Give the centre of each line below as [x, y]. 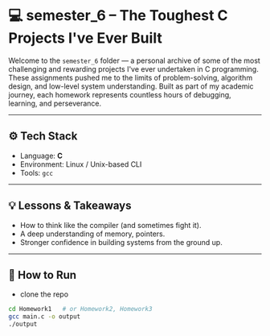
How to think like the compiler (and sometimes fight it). [110, 225]
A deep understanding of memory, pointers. [92, 234]
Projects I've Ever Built [85, 38]
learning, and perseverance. [55, 103]
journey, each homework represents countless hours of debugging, [120, 94]
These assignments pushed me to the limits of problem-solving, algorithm [131, 77]
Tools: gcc [37, 172]
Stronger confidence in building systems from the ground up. [121, 242]
